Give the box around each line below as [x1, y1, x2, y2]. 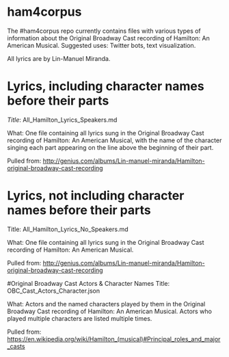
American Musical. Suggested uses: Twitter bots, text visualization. [7, 41, 196, 49]
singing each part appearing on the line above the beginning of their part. [7, 143, 214, 151]
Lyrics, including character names [7, 79, 204, 94]
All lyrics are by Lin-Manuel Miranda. [7, 54, 111, 62]
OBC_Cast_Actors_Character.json [7, 287, 100, 295]
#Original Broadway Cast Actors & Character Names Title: [7, 279, 170, 287]
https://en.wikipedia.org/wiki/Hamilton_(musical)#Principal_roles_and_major [7, 334, 221, 343]
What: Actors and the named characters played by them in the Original [7, 300, 206, 308]
